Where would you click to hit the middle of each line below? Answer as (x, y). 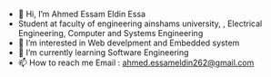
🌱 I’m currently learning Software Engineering (103, 53)
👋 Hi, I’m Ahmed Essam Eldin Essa (82, 14)
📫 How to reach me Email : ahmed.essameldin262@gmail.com (136, 63)
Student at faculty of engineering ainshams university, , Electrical (140, 24)
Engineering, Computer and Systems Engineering (110, 33)
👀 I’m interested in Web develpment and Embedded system (129, 43)
